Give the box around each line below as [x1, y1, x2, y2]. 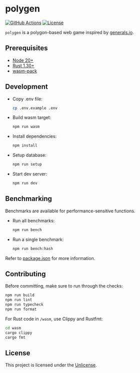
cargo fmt [5, 335, 26, 340]
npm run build [5, 293, 35, 298]
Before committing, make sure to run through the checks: [5, 283, 123, 289]
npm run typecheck [5, 302, 43, 307]
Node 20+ [12, 57, 34, 63]
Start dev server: [12, 171, 47, 177]
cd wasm [5, 325, 21, 330]
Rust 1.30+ [12, 62, 35, 68]
